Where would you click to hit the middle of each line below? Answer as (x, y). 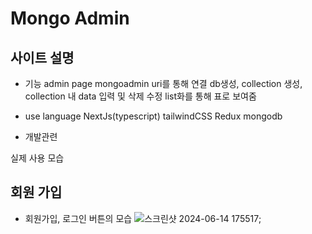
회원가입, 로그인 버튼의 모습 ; (143, 218)
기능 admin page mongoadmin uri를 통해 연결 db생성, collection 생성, (163, 83)
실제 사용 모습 (37, 158)
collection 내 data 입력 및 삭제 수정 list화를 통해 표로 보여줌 (140, 96)
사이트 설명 (42, 57)
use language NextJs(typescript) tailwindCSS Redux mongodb (153, 116)
